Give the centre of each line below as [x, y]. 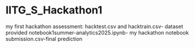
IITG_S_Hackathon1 [54, 10]
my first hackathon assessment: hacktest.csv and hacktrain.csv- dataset [95, 26]
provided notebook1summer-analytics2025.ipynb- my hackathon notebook [97, 32]
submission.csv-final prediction [44, 39]
